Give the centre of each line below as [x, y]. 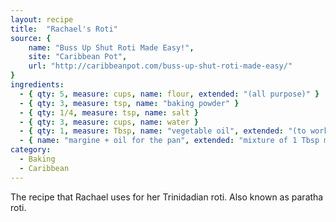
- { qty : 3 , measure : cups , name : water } [109, 122]
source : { [31, 38]
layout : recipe [42, 19]
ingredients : [37, 85]
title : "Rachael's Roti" [64, 29]
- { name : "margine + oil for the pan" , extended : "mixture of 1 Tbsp [169, 141]
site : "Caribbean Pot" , [78, 57]
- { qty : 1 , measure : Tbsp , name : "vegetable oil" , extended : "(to [163, 131]
